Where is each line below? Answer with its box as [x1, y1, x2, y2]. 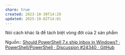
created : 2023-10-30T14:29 [5, 12, 61, 17]
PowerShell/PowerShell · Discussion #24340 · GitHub [5, 45, 115, 51]
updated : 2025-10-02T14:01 [5, 16, 61, 21]
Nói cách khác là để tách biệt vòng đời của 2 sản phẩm [5, 30, 118, 36]
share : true [5, 7, 30, 12]
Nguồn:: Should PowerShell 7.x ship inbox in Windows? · [5, 39, 121, 45]
